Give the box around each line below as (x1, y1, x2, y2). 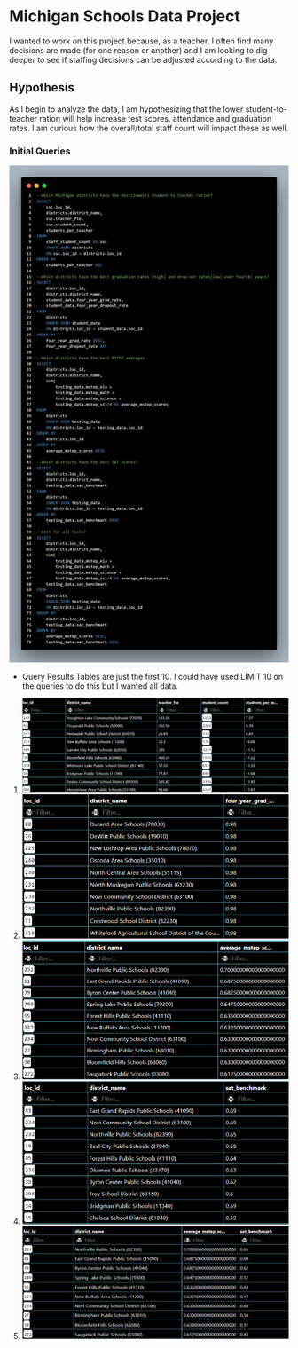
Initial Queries (9, 145, 71, 157)
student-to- (245, 104, 288, 114)
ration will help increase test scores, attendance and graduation (39, 113, 272, 123)
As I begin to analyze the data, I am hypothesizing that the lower (9, 104, 244, 114)
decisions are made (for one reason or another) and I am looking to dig (9, 44, 268, 55)
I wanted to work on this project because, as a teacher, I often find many (9, 35, 274, 46)
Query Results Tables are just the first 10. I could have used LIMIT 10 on (21, 672, 284, 682)
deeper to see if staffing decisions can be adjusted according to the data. (9, 54, 278, 65)
